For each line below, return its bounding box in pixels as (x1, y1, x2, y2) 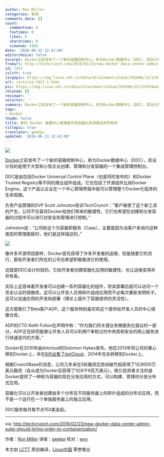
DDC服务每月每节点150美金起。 (5, 407, 69, 413)
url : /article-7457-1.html (5, 79, 60, 84)
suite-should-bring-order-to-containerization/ (5, 426, 98, 432)
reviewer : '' (5, 93, 32, 98)
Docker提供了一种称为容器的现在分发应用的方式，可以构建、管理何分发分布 (5, 374, 157, 379)
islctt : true (5, 71, 32, 76)
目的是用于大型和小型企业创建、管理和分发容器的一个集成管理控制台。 (9, 163, 150, 169)
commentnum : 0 (9, 25, 38, 30)
